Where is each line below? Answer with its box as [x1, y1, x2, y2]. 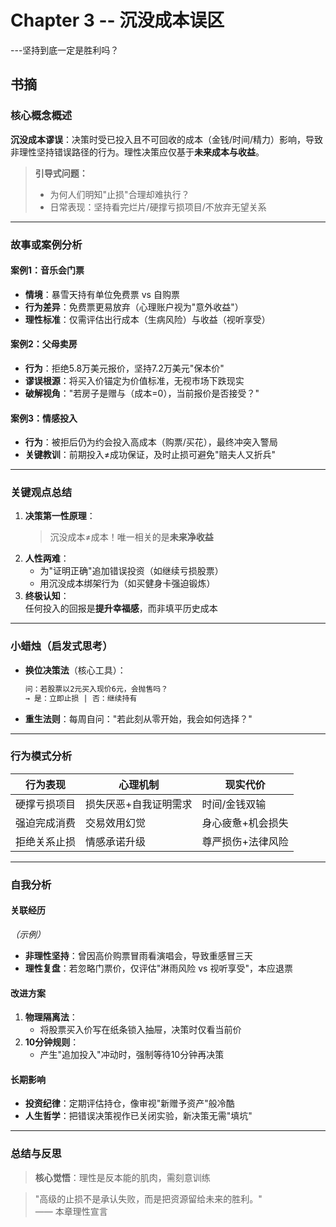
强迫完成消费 [15, 816, 77, 830]
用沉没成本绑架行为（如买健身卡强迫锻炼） [39, 577, 216, 590]
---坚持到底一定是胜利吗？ [10, 44, 120, 56]
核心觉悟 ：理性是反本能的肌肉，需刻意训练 [34, 1171, 211, 1183]
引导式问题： [34, 167, 88, 179]
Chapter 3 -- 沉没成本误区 [10, 9, 225, 32]
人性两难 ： [24, 552, 70, 565]
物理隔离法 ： [24, 1011, 78, 1023]
